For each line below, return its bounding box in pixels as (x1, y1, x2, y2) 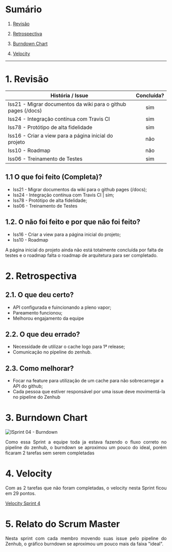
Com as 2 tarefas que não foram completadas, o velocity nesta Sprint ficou (5, 485, 167, 491)
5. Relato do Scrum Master (5, 518, 120, 530)
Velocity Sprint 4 (5, 500, 41, 506)
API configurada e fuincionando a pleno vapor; (12, 304, 112, 310)
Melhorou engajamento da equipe (12, 315, 84, 321)
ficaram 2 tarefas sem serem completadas (5, 450, 95, 456)
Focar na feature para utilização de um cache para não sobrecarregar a (12, 378, 164, 384)
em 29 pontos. (5, 490, 36, 496)
